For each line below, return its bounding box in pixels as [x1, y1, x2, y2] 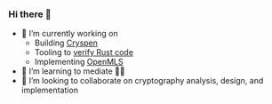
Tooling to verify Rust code [34, 47, 134, 58]
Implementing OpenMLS [34, 57, 124, 68]
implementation [20, 84, 79, 96]
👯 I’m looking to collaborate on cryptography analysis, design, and [20, 76, 264, 86]
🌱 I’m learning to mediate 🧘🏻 [20, 66, 125, 76]
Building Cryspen [34, 37, 99, 48]
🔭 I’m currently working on [20, 28, 118, 39]
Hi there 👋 [8, 8, 52, 20]
